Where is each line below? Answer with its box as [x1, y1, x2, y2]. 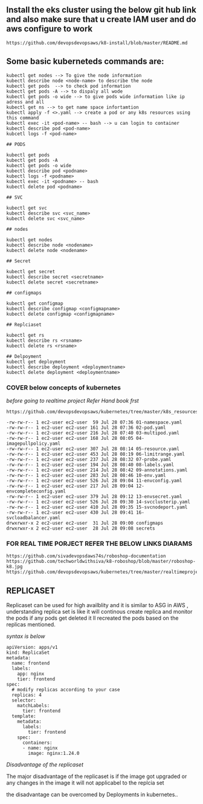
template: [11, 713, 36, 720]
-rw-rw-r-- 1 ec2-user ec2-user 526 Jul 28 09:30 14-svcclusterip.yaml [6, 499, 190, 505]
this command [6, 115, 39, 121]
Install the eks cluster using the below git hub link [6, 5, 196, 15]
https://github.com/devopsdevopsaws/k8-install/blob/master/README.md [6, 39, 188, 46]
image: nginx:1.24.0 [28, 751, 80, 757]
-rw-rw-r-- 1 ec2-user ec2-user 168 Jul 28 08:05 [6, 435, 134, 441]
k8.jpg [6, 563, 23, 570]
